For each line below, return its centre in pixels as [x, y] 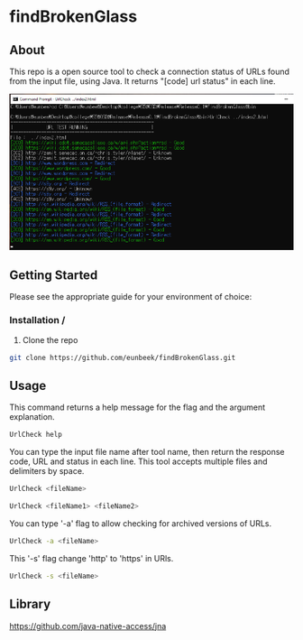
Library [30, 604]
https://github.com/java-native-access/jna [88, 626]
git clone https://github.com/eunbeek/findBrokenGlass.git [123, 357]
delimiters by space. [47, 471]
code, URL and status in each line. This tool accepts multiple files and [138, 461]
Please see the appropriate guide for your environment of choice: [131, 297]
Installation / [37, 320]
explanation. [32, 417]
